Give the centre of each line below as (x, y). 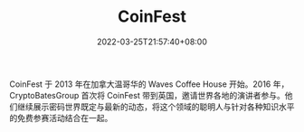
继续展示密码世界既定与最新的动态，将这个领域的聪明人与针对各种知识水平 (156, 107)
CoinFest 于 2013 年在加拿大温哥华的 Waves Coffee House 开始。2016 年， (149, 84)
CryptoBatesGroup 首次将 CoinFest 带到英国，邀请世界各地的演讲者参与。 (147, 95)
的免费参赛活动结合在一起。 (61, 118)
